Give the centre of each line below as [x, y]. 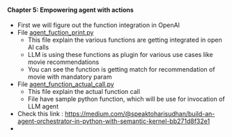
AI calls [38, 47]
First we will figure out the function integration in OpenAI [98, 25]
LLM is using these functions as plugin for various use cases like [121, 55]
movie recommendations [63, 62]
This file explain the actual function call [84, 92]
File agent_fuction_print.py [55, 33]
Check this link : [40, 114]
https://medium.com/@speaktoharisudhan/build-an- [140, 114]
